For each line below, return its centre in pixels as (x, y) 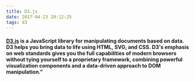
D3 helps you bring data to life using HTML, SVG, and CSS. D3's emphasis (97, 47)
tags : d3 (17, 22)
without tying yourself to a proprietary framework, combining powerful (94, 59)
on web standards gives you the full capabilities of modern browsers (91, 53)
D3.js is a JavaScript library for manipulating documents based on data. (95, 41)
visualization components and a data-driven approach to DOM (83, 65)
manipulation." (25, 72)
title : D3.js (22, 11)
